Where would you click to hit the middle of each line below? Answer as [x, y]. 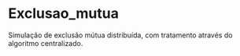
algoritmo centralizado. [46, 43]
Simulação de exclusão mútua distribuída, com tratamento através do [120, 35]
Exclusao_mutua [64, 14]
